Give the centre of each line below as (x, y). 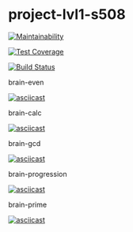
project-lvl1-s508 (67, 15)
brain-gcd (25, 143)
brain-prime (28, 204)
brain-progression (38, 174)
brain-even (26, 82)
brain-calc (25, 113)
